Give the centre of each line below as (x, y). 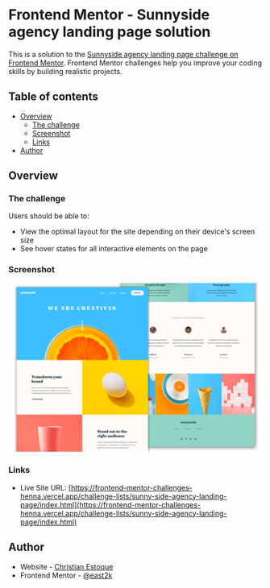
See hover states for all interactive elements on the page (114, 249)
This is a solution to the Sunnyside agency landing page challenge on (123, 54)
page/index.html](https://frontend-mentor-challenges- (110, 504)
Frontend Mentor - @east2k (66, 575)
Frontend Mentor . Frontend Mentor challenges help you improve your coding (135, 63)
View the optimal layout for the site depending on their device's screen (137, 232)
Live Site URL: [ (46, 487)
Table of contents (53, 97)
